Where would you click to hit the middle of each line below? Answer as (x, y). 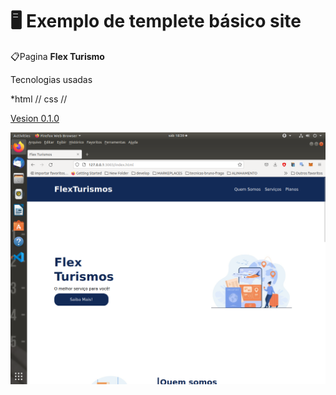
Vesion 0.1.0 (35, 118)
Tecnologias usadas (51, 79)
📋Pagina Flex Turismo (57, 56)
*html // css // (39, 99)
